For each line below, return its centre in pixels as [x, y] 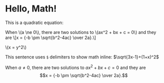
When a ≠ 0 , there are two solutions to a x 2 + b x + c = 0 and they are [76, 67]
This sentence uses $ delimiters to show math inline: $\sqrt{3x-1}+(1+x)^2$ [82, 57]
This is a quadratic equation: [34, 22]
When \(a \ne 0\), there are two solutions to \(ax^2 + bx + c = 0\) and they [81, 32]
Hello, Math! [31, 9]
